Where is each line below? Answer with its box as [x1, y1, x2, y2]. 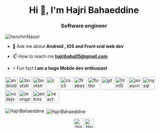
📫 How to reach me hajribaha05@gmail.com [12, 53, 108, 59]
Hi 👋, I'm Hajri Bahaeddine [29, 4, 139, 16]
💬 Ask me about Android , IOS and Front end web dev [12, 43, 124, 49]
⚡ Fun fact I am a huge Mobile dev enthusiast [12, 65, 107, 71]
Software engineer [60, 22, 107, 29]
